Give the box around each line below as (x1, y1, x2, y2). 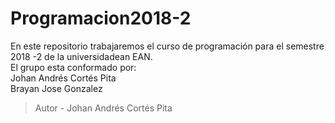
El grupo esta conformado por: (10, 61, 137, 73)
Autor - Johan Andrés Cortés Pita (34, 102, 173, 114)
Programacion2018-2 (10, 7, 192, 30)
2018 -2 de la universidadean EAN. (10, 50, 153, 62)
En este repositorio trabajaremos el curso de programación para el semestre (10, 40, 325, 52)
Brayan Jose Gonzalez (10, 82, 103, 94)
